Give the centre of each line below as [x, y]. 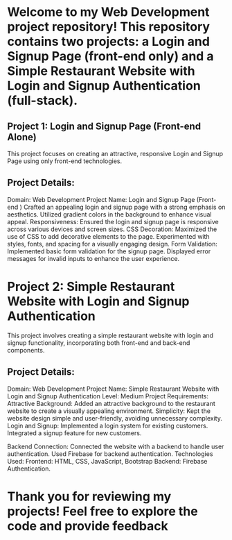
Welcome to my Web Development [108, 12]
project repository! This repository [108, 27]
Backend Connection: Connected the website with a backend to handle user [116, 446]
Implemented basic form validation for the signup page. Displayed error [109, 251]
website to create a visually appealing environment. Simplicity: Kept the [109, 411]
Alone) [22, 137]
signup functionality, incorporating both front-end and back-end [99, 343]
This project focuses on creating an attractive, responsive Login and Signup [115, 154]
